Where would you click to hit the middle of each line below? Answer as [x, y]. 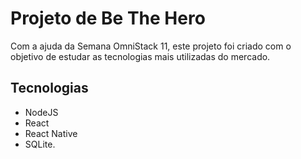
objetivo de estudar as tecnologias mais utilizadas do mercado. [140, 56]
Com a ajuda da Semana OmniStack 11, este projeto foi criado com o [151, 46]
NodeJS [41, 112]
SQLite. [40, 144]
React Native [51, 133]
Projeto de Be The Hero [108, 18]
